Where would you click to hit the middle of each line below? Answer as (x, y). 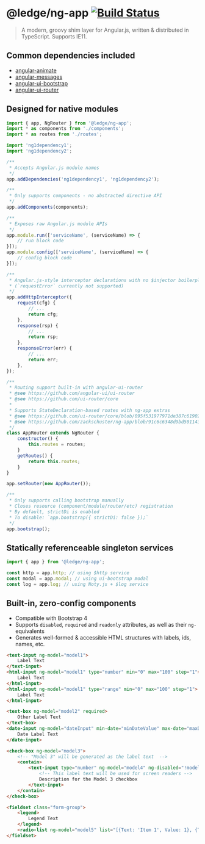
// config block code (45, 258)
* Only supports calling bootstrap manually (66, 500)
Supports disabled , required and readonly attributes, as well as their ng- (106, 624)
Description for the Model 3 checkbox (88, 779)
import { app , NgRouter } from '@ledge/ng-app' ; (69, 123)
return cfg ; (44, 314)
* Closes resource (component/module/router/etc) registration (91, 507)
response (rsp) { (38, 326)
